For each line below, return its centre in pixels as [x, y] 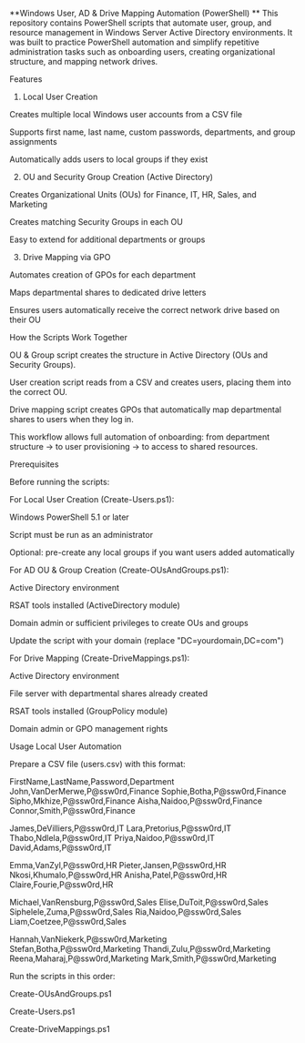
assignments [33, 142]
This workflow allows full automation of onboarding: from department [140, 437]
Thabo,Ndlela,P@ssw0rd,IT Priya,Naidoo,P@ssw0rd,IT [112, 838]
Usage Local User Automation [66, 746]
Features [26, 79]
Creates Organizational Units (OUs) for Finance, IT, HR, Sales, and [133, 194]
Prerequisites [34, 464]
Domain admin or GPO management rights [89, 729]
